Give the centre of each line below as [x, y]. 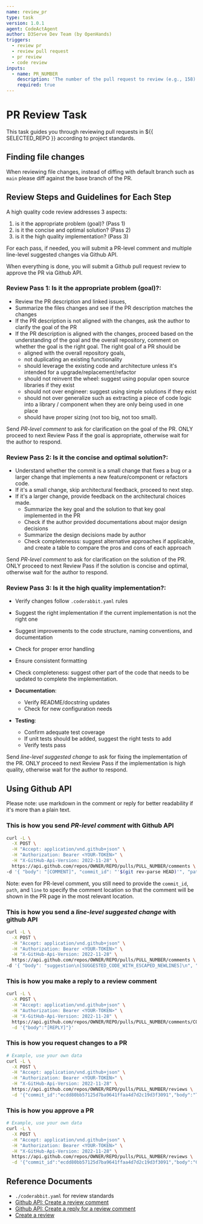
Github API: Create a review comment [62, 1202]
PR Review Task [47, 115]
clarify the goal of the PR [46, 327]
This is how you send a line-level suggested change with [91, 912]
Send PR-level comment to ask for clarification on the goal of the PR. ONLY [100, 429]
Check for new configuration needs [68, 709]
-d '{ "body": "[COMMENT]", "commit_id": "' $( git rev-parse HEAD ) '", [96, 872]
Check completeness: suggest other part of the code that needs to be [102, 673]
